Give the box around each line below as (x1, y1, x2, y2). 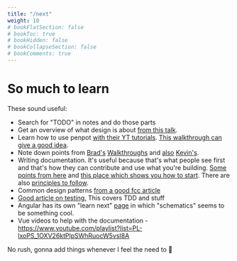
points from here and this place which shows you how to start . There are (17, 171, 231, 179)
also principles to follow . (17, 179, 89, 187)
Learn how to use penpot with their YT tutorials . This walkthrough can (17, 133, 222, 142)
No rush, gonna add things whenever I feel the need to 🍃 (7, 245, 172, 253)
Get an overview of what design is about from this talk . (17, 125, 178, 134)
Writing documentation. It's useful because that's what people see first (17, 156, 226, 164)
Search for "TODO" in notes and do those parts (17, 118, 156, 127)
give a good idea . (17, 140, 69, 149)
